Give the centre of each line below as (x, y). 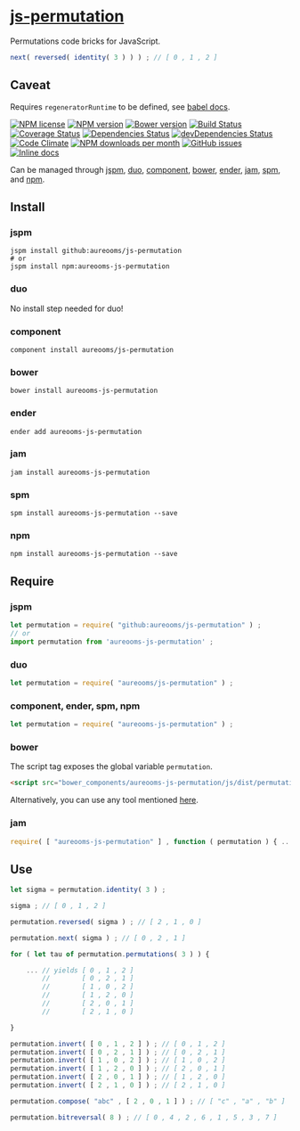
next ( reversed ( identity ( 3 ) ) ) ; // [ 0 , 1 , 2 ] (114, 57)
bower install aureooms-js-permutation (84, 391)
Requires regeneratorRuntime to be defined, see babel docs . (120, 107)
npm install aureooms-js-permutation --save (94, 554)
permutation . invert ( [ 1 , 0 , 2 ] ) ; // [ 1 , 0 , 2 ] (118, 1061)
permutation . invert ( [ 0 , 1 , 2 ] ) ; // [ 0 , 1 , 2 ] (118, 1044)
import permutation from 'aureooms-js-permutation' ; (112, 642)
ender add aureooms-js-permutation (76, 431)
